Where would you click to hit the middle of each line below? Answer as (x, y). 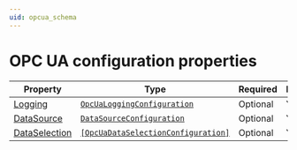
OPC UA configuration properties (133, 60)
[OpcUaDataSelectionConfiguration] (155, 132)
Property (42, 89)
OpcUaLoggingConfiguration (137, 104)
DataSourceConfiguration (133, 118)
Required (258, 89)
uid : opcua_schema (43, 17)
